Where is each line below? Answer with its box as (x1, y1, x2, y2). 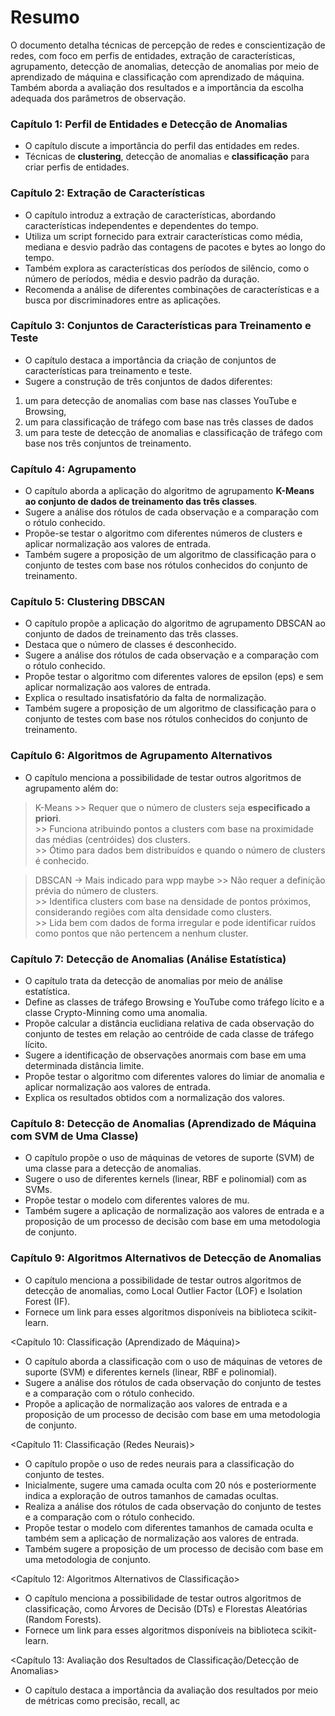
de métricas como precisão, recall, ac (24, 1694, 181, 1706)
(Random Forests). (24, 1613, 102, 1625)
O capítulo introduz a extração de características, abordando (24, 209, 277, 221)
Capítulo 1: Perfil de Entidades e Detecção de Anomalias (10, 117, 288, 131)
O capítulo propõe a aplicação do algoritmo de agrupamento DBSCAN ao (24, 617, 326, 630)
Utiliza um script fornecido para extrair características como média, (24, 230, 303, 242)
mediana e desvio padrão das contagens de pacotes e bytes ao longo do (24, 241, 326, 253)
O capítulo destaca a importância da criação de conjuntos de (24, 354, 277, 366)
